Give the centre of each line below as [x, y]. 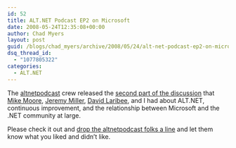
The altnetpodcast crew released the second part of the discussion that [111, 93]
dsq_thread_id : [29, 54]
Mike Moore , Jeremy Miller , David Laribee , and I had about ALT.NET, [106, 100]
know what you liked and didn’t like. [59, 136]
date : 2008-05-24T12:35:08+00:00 [56, 27]
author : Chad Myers [36, 33]
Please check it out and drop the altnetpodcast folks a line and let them [110, 129]
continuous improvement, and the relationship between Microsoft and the [113, 108]
